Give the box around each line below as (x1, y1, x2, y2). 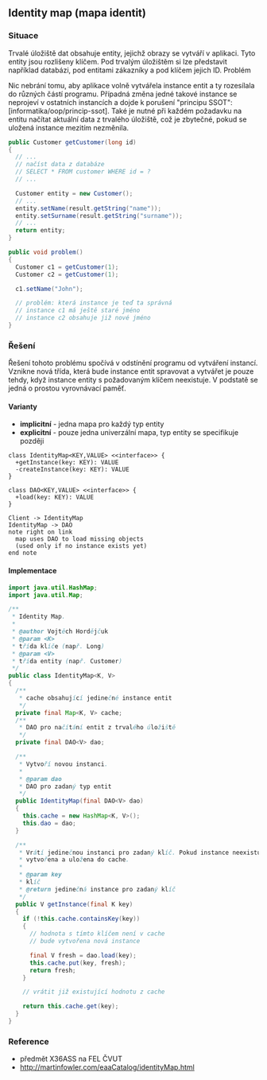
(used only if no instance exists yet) (15, 542, 148, 550)
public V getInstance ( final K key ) (15, 900, 133, 908)
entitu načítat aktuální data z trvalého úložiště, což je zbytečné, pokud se (8, 115, 247, 124)
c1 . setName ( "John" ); (15, 285, 83, 293)
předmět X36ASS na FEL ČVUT (19, 1054, 123, 1064)
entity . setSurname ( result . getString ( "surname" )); (15, 212, 183, 219)
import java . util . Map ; (8, 591, 83, 599)
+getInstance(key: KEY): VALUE (15, 459, 119, 467)
